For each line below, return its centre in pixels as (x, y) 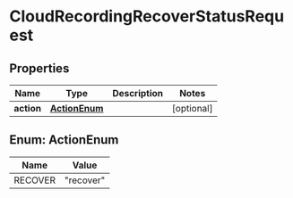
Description (138, 93)
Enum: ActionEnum (64, 140)
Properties (39, 68)
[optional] (192, 108)
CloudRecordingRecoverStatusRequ (147, 16)
